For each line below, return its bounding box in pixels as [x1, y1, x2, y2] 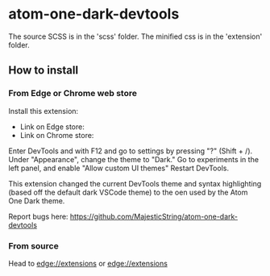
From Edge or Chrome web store [8, 88, 137, 99]
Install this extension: [8, 106, 79, 115]
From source [8, 240, 59, 251]
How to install [8, 64, 79, 77]
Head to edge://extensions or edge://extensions [8, 258, 168, 268]
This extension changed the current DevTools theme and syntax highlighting [8, 178, 262, 188]
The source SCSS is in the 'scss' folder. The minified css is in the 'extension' [8, 31, 263, 41]
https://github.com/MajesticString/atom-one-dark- [69, 211, 239, 221]
